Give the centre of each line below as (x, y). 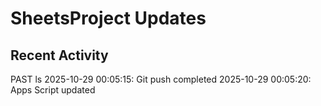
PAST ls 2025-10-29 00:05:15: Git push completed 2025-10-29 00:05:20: (161, 79)
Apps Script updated (53, 90)
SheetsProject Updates (108, 18)
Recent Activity (59, 55)
